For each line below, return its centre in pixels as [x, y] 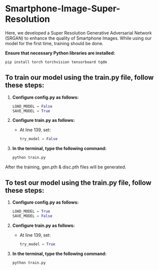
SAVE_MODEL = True [31, 111]
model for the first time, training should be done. [54, 43]
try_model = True [38, 244]
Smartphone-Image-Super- [63, 9]
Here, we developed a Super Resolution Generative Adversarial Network [79, 33]
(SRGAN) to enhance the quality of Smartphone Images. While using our [79, 38]
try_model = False [39, 139]
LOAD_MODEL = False [32, 106]
